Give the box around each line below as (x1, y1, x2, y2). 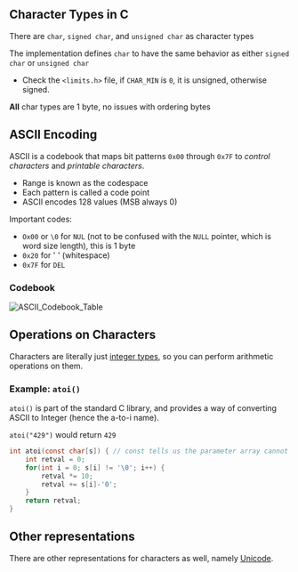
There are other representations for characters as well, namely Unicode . (9, 552, 274, 563)
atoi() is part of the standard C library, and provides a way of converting (9, 403, 278, 414)
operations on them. (9, 360, 84, 371)
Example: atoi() (9, 383, 81, 395)
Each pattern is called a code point (21, 187, 149, 197)
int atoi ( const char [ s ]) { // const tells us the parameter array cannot (9, 447, 289, 456)
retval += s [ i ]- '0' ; (41, 479, 117, 488)
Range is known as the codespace (21, 177, 149, 188)
